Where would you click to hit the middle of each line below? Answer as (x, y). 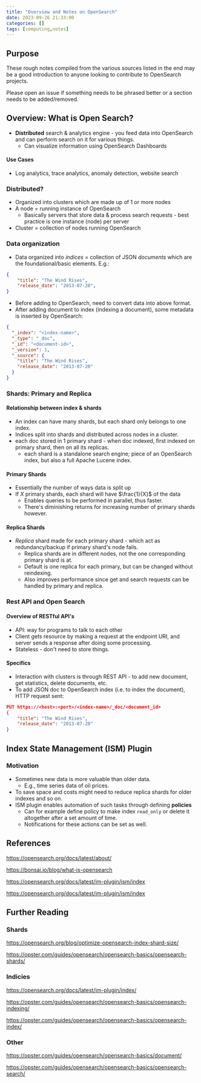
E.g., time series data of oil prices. (67, 785)
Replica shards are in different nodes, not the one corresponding (105, 554)
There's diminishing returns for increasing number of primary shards (110, 507)
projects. (17, 81)
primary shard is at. (48, 560)
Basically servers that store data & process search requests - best (107, 215)
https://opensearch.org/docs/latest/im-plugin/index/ (71, 990)
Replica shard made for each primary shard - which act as (87, 541)
